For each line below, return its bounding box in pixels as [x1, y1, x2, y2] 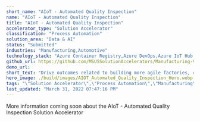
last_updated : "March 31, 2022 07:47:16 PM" [6, 86, 118, 92]
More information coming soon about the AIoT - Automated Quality [6, 102, 170, 110]
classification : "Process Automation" [6, 31, 102, 37]
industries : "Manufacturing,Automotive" [6, 48, 108, 54]
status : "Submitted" [6, 42, 58, 48]
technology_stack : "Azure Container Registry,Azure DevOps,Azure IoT [6, 53, 183, 59]
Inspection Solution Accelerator [6, 108, 83, 116]
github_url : [6, 58, 36, 64]
